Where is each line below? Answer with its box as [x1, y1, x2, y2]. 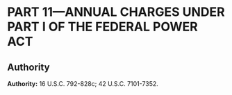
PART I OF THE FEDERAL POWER [7, 19, 198, 35]
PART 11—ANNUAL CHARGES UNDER [7, 4, 225, 20]
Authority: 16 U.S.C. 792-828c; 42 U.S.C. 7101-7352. [7, 80, 158, 87]
